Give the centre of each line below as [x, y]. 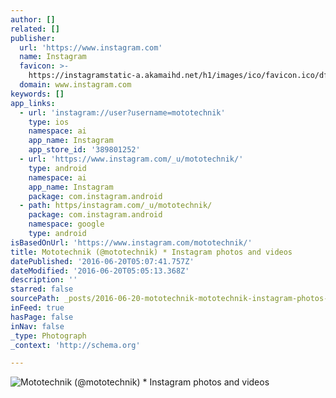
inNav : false [37, 326]
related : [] [35, 29]
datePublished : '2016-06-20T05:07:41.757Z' [102, 261]
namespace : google [66, 224]
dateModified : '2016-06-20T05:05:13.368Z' [100, 271]
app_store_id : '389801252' [84, 150]
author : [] [33, 19]
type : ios [49, 122]
